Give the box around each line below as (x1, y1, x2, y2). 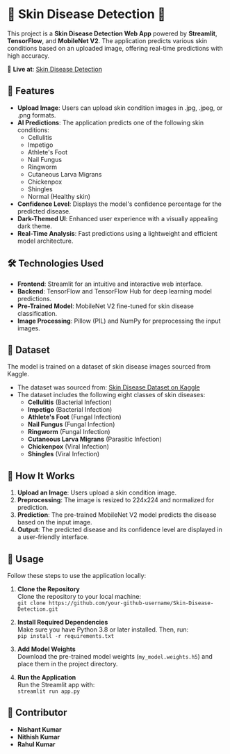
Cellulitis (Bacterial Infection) (27, 398, 113, 406)
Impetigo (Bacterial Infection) (27, 406, 113, 414)
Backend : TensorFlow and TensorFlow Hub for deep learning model (17, 287, 212, 295)
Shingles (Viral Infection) (27, 450, 100, 458)
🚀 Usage (7, 553, 44, 565)
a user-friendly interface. (17, 533, 89, 541)
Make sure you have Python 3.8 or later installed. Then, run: (17, 625, 189, 634)
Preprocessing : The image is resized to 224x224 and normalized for (17, 496, 214, 504)
